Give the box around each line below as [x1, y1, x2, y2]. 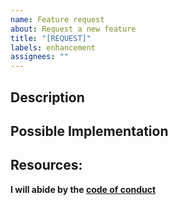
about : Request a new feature [10, 24, 137, 34]
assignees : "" [10, 52, 70, 62]
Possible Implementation [10, 122, 169, 140]
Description [10, 89, 85, 106]
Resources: [10, 157, 83, 174]
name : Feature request [10, 14, 105, 25]
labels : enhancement [10, 42, 97, 53]
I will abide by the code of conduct [10, 183, 157, 195]
